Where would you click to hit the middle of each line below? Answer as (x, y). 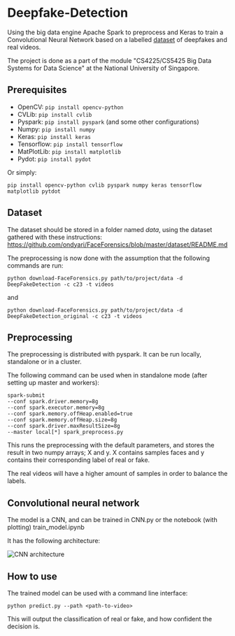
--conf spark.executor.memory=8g (56, 408)
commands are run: (35, 265)
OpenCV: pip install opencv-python (70, 107)
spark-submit (26, 396)
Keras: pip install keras (54, 136)
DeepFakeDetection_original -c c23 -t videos (74, 316)
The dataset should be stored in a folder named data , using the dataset (110, 229)
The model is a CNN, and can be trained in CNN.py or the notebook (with (113, 520)
